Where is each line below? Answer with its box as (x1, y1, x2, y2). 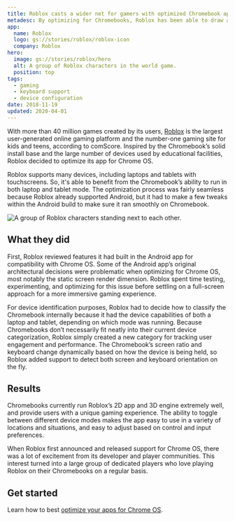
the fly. (7, 362, 27, 371)
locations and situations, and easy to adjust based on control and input (7, 424, 211, 432)
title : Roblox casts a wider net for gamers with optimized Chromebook (7, 10, 220, 17)
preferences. (7, 431, 44, 439)
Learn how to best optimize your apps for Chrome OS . (7, 506, 163, 514)
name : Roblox (13, 29, 52, 37)
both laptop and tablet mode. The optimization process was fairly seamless (7, 185, 224, 193)
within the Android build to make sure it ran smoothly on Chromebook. (7, 200, 210, 208)
